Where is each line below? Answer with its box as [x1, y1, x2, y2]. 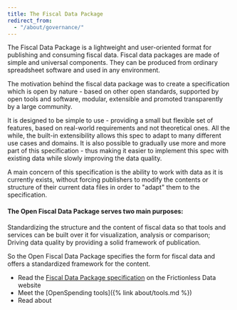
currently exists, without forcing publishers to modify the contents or [7, 175, 209, 184]
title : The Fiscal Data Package [7, 10, 103, 18]
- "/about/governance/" [14, 24, 84, 31]
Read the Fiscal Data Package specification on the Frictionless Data [17, 273, 216, 281]
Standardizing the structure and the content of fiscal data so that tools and [7, 222, 226, 232]
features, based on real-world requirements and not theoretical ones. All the [7, 124, 231, 133]
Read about [17, 296, 52, 304]
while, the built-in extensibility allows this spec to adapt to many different [7, 131, 222, 140]
